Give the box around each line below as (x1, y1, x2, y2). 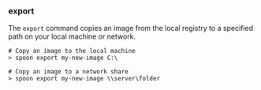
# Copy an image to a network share (8, 68, 129, 76)
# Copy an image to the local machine (8, 47, 136, 55)
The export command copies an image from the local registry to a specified (8, 24, 254, 33)
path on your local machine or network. (8, 32, 136, 41)
